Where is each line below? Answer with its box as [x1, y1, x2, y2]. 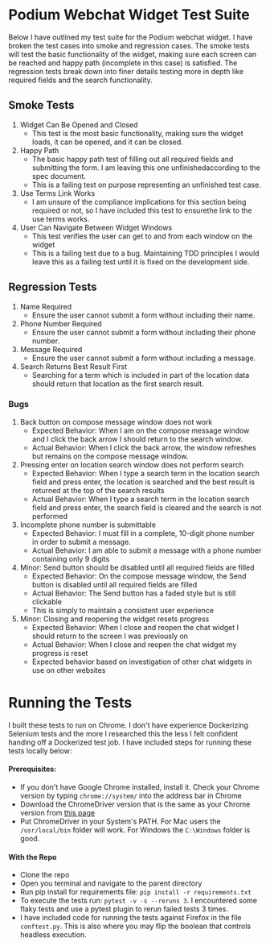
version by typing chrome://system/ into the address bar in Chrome [19, 791, 243, 800]
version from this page [19, 808, 95, 817]
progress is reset [31, 648, 88, 658]
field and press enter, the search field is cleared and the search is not [31, 502, 262, 512]
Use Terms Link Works [19, 188, 96, 198]
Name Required [19, 301, 72, 311]
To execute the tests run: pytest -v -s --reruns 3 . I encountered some [19, 896, 257, 906]
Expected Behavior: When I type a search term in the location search [31, 468, 260, 478]
